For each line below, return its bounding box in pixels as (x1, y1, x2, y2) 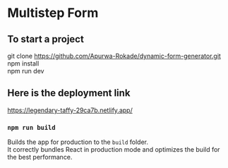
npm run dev (7, 67, 44, 75)
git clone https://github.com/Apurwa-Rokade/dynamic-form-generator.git (7, 52, 221, 60)
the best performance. (7, 153, 73, 162)
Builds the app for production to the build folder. (7, 138, 149, 146)
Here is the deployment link (7, 87, 131, 100)
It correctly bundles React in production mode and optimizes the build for (7, 145, 220, 154)
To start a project (7, 33, 85, 45)
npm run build (7, 124, 56, 131)
